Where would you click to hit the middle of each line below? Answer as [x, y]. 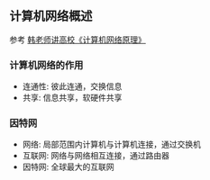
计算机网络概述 [51, 16]
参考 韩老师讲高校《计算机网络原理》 [78, 40]
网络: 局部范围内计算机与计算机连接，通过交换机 [111, 144]
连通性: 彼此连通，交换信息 [72, 86]
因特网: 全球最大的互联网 [68, 167]
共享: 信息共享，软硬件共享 [72, 98]
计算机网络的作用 [46, 65]
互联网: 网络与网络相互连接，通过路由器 [96, 156]
